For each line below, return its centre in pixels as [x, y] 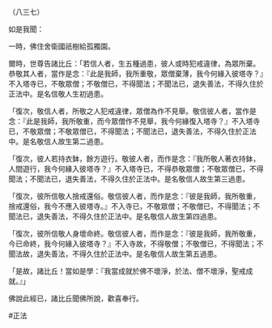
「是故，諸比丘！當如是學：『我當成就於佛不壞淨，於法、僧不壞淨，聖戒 [127, 271]
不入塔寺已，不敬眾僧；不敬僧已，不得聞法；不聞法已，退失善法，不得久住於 [136, 84]
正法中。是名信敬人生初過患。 [58, 94]
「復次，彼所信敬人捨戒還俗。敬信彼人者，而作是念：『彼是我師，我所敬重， [134, 196]
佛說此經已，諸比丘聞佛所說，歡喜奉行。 [76, 298]
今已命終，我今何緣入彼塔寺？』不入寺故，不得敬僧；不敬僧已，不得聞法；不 [136, 244]
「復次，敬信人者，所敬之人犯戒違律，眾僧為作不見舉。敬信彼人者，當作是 [132, 111]
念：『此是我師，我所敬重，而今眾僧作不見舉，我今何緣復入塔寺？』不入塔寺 [134, 121]
